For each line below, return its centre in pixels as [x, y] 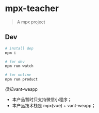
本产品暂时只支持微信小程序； [42, 99]
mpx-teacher [32, 8]
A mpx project [31, 22]
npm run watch [19, 66]
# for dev [15, 62]
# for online [18, 75]
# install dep [19, 48]
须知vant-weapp [21, 89]
